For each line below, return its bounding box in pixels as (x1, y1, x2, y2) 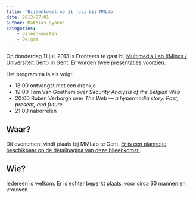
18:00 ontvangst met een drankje (14, 82, 96, 89)
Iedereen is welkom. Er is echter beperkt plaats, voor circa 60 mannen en (6, 180, 186, 187)
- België (17, 36, 39, 42)
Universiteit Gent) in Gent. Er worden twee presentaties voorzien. (6, 59, 166, 66)
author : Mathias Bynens (6, 20, 66, 26)
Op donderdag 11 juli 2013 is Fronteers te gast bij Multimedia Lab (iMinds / (6, 53, 188, 59)
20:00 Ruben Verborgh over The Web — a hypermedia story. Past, (14, 95, 179, 102)
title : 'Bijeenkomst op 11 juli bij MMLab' (6, 8, 116, 15)
